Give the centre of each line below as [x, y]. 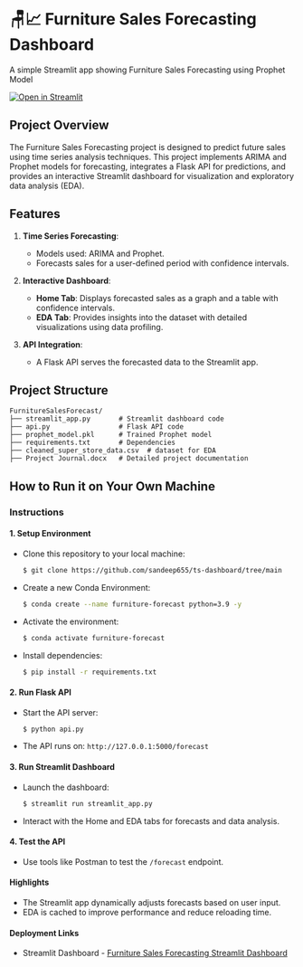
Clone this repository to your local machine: [104, 554]
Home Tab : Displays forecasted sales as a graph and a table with [157, 298]
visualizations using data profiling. [99, 327]
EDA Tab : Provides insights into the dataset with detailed [141, 317]
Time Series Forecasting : [71, 236]
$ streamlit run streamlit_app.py [87, 803]
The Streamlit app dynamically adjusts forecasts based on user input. [151, 902]
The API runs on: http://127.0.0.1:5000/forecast [116, 746]
